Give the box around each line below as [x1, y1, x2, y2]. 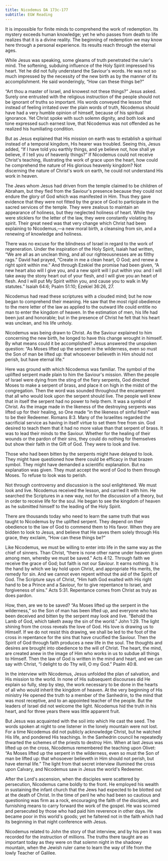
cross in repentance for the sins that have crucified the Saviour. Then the [5, 634, 156, 640]
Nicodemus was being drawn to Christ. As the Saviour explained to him [5, 329, 152, 335]
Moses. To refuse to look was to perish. [5, 472, 87, 478]
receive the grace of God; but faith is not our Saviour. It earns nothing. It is [5, 560, 159, 566]
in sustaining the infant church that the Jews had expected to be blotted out [5, 786, 162, 793]
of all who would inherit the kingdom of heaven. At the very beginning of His [5, 687, 163, 693]
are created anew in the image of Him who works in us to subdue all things [5, 650, 159, 656]
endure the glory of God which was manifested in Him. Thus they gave [5, 193, 151, 199]
